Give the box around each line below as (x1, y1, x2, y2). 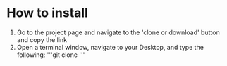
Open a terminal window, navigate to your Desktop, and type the (16, 43, 204, 51)
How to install (6, 5, 89, 21)
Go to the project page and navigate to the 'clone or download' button (16, 28, 220, 37)
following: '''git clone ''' (16, 51, 85, 59)
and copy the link (16, 35, 68, 44)
